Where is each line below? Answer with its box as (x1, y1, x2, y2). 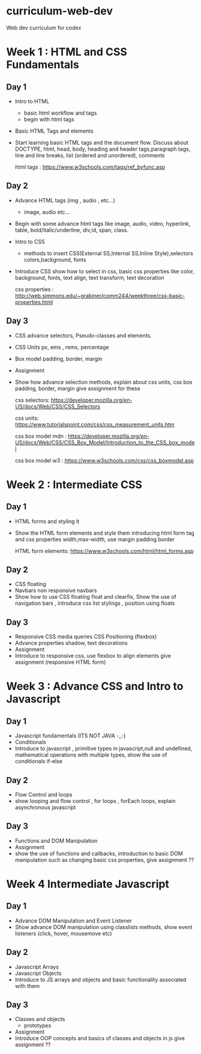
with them (14, 982, 40, 989)
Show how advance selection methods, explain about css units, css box (14, 378, 193, 386)
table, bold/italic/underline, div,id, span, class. (14, 226, 129, 234)
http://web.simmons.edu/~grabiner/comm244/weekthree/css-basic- (14, 292, 185, 299)
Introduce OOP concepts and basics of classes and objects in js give (14, 1035, 185, 1042)
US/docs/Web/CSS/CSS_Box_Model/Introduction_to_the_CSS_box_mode (14, 438, 195, 446)
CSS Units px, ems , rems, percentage (14, 344, 109, 351)
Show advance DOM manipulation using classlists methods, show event (14, 923, 193, 930)
